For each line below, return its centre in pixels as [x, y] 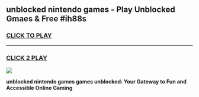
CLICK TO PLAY [29, 36]
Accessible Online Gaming [39, 88]
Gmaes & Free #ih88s [46, 19]
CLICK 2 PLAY [27, 58]
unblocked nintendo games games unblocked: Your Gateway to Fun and [96, 81]
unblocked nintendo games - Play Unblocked [91, 10]
